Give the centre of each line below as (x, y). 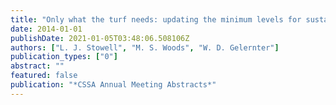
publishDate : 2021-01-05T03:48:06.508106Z (100, 38)
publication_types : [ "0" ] (64, 57)
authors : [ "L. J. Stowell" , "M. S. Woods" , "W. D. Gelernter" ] (145, 47)
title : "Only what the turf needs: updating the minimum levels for (156, 19)
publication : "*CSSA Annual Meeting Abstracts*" (113, 85)
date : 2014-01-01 (46, 29)
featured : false (44, 76)
